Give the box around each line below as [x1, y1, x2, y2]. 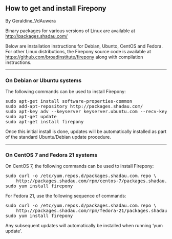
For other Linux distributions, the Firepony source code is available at [5, 48, 152, 54]
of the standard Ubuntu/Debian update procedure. [5, 134, 111, 140]
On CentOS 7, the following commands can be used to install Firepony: [5, 163, 154, 169]
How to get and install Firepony [5, 4, 106, 13]
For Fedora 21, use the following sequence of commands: [5, 193, 126, 199]
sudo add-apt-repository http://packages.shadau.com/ [5, 103, 143, 110]
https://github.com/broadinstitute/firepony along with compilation [5, 54, 143, 60]
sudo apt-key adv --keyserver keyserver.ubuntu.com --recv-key [5, 108, 167, 115]
